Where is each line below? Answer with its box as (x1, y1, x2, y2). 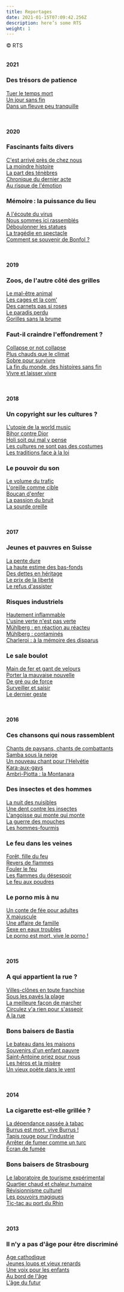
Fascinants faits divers (6, 143, 74, 151)
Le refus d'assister (6, 582, 53, 590)
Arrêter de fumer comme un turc (6, 1139, 87, 1146)
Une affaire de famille (6, 919, 59, 926)
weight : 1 (6, 25, 31, 32)
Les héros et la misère (6, 1059, 61, 1067)
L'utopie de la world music (6, 424, 71, 431)
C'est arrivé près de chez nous (6, 156, 83, 164)
